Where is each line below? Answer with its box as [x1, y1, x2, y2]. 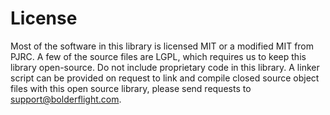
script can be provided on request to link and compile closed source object [10, 72, 320, 84]
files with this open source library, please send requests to [10, 82, 252, 94]
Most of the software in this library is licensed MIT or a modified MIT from [10, 40, 315, 52]
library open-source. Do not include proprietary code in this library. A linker [10, 61, 320, 73]
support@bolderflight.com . [10, 93, 122, 105]
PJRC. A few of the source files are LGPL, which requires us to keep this [10, 50, 307, 62]
